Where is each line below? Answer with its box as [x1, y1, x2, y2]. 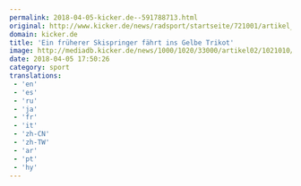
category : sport [9, 63, 70, 72]
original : [9, 21, 47, 30]
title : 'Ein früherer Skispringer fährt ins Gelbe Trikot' [9, 38, 235, 47]
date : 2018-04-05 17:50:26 [9, 55, 110, 63]
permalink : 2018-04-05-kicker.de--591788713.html [9, 13, 199, 22]
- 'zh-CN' [13, 130, 50, 139]
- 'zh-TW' [13, 138, 50, 147]
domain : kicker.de [9, 30, 78, 38]
